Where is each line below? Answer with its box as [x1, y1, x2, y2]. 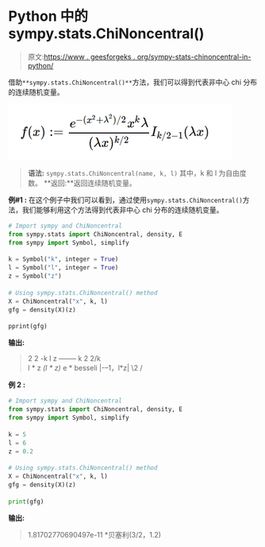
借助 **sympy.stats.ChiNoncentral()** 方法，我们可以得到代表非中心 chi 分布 [8, 77, 258, 87]
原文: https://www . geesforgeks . [27, 52, 136, 61]
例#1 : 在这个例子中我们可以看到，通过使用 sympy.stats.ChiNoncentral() [8, 195, 244, 204]
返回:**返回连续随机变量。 [50, 178, 136, 188]
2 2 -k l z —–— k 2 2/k [27, 354, 102, 363]
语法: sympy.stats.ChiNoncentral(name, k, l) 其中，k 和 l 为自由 [27, 168, 240, 177]
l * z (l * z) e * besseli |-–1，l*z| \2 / [27, 363, 143, 373]
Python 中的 [8, 7, 89, 25]
